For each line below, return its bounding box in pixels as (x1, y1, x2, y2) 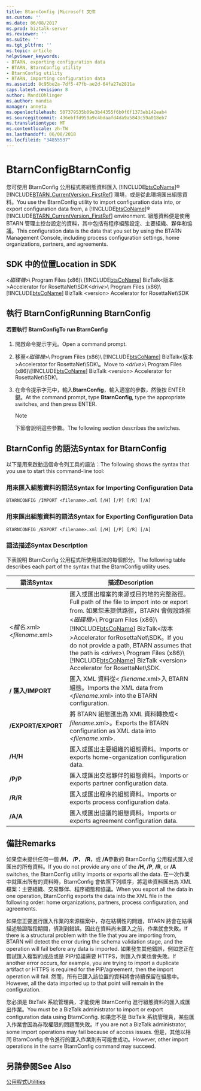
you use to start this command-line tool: (6, 467, 105, 474)
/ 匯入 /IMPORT (9, 686, 52, 695)
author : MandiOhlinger (6, 92, 63, 98)
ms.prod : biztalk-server (6, 25, 68, 32)
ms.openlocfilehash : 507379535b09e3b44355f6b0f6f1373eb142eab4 (6, 109, 167, 115)
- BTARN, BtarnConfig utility (6, 64, 82, 71)
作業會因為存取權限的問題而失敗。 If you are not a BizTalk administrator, (11, 1020, 187, 1028)
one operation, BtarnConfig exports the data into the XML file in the (6, 892, 172, 899)
